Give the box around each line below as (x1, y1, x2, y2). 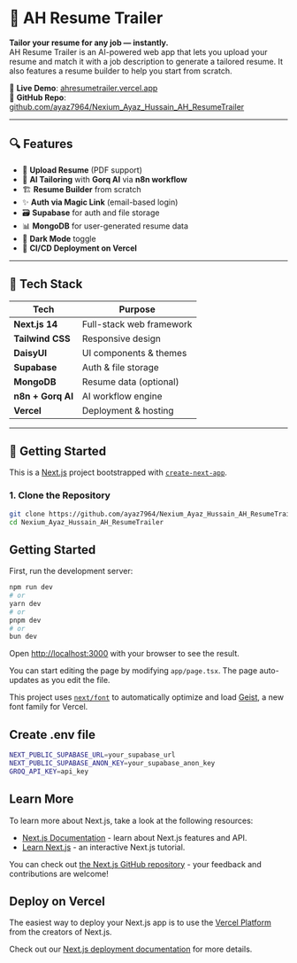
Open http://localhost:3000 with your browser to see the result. (9, 648, 240, 659)
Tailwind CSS (13, 332, 71, 345)
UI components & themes (81, 346, 187, 359)
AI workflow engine (81, 390, 163, 402)
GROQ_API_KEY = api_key (9, 766, 89, 776)
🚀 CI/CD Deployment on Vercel (21, 243, 137, 253)
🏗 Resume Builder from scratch (21, 183, 141, 194)
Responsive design (81, 332, 161, 345)
